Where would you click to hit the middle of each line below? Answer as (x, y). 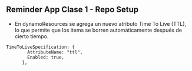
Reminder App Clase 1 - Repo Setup (72, 10)
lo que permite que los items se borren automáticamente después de (98, 30)
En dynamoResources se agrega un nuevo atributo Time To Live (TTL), (100, 23)
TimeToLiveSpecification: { (41, 47)
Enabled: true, (46, 57)
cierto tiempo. (32, 36)
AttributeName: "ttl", (55, 52)
